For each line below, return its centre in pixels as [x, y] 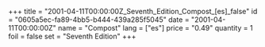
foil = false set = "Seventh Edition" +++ [72, 36]
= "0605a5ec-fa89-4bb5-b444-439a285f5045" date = [99, 20]
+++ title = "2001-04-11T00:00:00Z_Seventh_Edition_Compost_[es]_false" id [133, 11]
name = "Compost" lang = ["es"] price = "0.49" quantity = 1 [156, 28]
